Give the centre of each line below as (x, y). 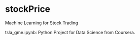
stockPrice (28, 9)
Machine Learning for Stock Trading (42, 23)
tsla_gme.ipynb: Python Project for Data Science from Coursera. (70, 32)
